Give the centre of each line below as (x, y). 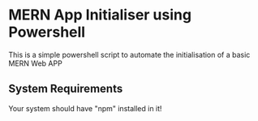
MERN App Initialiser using (100, 15)
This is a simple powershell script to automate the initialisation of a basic (129, 54)
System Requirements (66, 89)
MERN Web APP (35, 63)
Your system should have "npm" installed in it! (85, 108)
